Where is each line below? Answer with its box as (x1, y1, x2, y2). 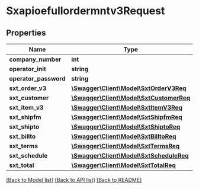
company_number (9, 55, 62, 63)
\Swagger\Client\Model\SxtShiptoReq (71, 123, 181, 131)
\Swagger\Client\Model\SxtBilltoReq (71, 132, 176, 140)
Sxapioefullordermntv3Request (6, 4, 165, 18)
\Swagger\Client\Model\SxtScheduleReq (71, 152, 189, 159)
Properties (6, 28, 46, 38)
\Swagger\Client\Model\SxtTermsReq (71, 142, 180, 150)
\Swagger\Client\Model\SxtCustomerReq (71, 94, 191, 102)
